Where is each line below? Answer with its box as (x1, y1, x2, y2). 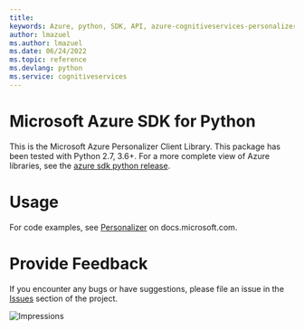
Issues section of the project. (9, 293, 119, 304)
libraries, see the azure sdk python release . (9, 160, 171, 171)
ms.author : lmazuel (9, 38, 83, 48)
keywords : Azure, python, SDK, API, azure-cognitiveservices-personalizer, (9, 22, 301, 31)
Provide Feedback (9, 253, 148, 274)
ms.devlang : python (9, 64, 83, 73)
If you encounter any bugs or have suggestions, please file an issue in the (9, 283, 285, 294)
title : (9, 13, 34, 23)
